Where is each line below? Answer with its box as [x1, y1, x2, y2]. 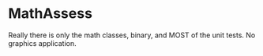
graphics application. [8, 38, 77, 47]
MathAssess [8, 5, 93, 23]
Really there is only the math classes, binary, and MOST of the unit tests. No [8, 30, 256, 40]
